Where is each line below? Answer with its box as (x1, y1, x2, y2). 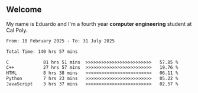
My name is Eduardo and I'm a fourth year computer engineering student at (6, 20, 192, 27)
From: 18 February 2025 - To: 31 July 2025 (6, 38, 115, 44)
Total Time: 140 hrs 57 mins (6, 48, 78, 55)
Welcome (6, 5, 42, 15)
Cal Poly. (6, 26, 28, 34)
